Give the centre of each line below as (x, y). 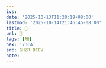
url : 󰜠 (14, 34)
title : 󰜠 (17, 28)
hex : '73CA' (21, 45)
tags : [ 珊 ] (19, 39)
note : (13, 56)
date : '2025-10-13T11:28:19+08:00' (50, 17)
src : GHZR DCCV (25, 50)
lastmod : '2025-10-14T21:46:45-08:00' (54, 22)
